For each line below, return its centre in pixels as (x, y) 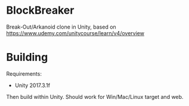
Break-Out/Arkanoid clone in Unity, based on (61, 27)
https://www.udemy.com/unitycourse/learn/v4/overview (75, 33)
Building (27, 57)
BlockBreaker (40, 10)
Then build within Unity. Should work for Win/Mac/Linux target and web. (95, 96)
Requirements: (24, 74)
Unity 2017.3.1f (32, 85)
